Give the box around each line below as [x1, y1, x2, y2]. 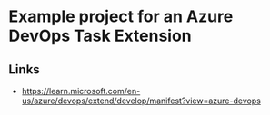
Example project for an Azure [8, 6, 234, 27]
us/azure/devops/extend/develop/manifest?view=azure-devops [21, 95, 261, 106]
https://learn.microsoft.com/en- [21, 86, 141, 96]
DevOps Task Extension [8, 25, 192, 46]
